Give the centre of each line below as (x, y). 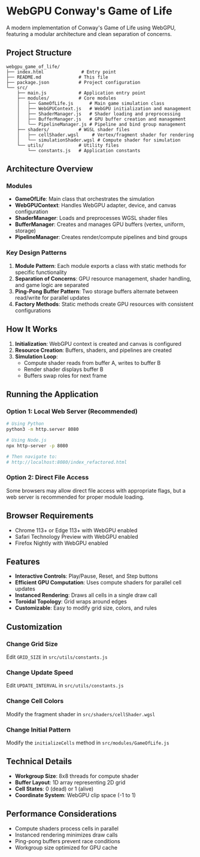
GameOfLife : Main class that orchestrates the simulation (84, 199)
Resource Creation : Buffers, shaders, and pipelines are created (93, 350)
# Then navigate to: (32, 457)
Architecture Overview (50, 169)
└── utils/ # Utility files (68, 145)
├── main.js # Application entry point (81, 93)
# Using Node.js (26, 440)
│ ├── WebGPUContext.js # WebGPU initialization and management (104, 108)
